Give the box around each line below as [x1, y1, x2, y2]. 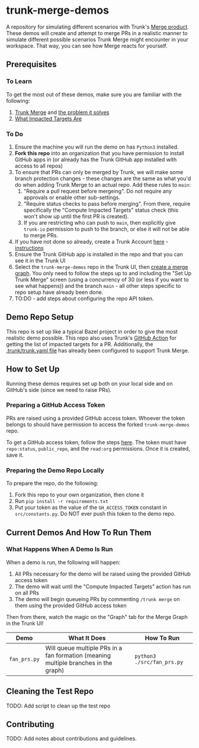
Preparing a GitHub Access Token [6, 401, 105, 409]
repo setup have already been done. [14, 288, 104, 296]
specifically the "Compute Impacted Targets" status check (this [23, 206, 179, 213]
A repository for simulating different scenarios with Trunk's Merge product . [6, 23, 190, 30]
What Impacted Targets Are [14, 115, 82, 122]
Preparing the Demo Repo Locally [6, 466, 105, 474]
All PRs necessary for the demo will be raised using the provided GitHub [14, 570, 191, 577]
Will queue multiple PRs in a [45, 643, 123, 652]
